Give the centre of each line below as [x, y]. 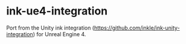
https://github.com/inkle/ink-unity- [137, 28]
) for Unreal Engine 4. [59, 34]
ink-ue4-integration [57, 11]
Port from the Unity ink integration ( [50, 28]
